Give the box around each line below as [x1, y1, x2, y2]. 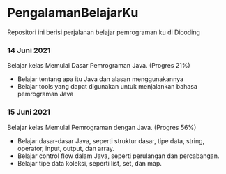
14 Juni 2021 [7, 45, 51, 55]
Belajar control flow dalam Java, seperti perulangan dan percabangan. [17, 152, 220, 160]
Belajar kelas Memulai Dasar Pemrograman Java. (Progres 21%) [7, 61, 190, 70]
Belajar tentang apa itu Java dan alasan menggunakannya [17, 75, 183, 83]
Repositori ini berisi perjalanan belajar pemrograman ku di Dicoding [7, 28, 201, 36]
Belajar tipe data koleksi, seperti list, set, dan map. [17, 159, 162, 167]
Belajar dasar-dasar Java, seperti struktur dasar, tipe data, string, [17, 136, 205, 145]
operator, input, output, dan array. [17, 144, 115, 152]
